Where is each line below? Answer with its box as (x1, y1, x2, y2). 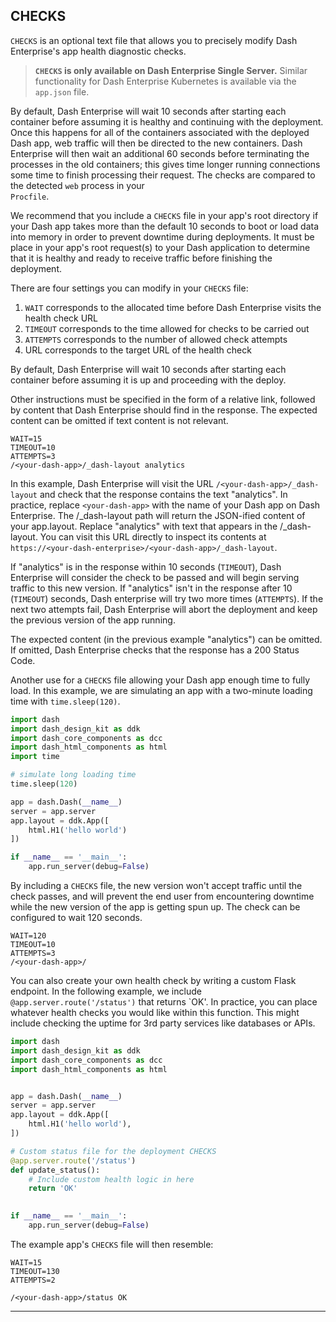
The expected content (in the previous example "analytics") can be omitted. (10, 633, 323, 645)
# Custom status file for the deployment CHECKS (10, 1146, 217, 1156)
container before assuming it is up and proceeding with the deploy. (10, 374, 287, 386)
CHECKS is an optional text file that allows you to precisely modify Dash (10, 34, 298, 46)
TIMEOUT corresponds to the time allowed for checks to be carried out (24, 322, 310, 334)
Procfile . (10, 190, 50, 202)
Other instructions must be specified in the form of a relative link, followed (10, 393, 316, 405)
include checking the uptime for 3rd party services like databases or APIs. (10, 1017, 316, 1029)
